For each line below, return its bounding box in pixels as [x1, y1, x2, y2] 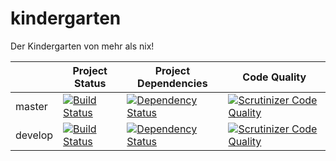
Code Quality [242, 70, 307, 84]
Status [73, 76, 107, 90]
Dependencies [137, 76, 208, 90]
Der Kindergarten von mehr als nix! [10, 40, 155, 52]
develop [15, 128, 54, 142]
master [15, 99, 48, 113]
